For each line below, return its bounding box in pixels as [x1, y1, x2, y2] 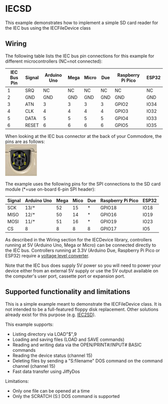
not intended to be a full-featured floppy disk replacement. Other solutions [5, 306, 158, 312]
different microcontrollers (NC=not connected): [5, 58, 102, 64]
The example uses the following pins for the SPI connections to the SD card [5, 181, 161, 187]
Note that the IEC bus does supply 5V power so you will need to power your [5, 262, 161, 268]
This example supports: [5, 321, 54, 327]
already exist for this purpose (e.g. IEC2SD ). [5, 312, 96, 318]
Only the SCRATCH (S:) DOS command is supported [12, 393, 120, 399]
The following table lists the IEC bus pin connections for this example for [5, 53, 154, 59]
